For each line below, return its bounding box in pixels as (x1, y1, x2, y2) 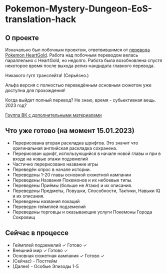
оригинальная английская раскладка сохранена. (12, 145, 117, 151)
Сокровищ (12, 214, 35, 220)
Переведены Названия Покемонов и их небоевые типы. (12, 177, 132, 183)
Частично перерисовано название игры (12, 161, 98, 167)
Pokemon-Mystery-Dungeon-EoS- (5, 3, 152, 14)
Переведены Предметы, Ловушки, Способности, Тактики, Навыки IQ (12, 187, 161, 193)
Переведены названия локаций (12, 198, 80, 204)
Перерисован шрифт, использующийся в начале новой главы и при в (12, 150, 161, 156)
